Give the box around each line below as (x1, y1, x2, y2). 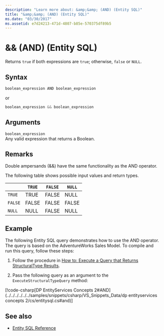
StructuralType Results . (12, 263, 60, 269)
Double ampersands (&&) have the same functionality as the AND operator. (5, 163, 158, 169)
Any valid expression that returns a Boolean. (5, 135, 95, 141)
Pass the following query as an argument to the (12, 272, 109, 278)
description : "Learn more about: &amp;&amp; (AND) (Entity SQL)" (5, 7, 142, 12)
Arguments (5, 118, 41, 126)
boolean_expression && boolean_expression (5, 104, 94, 109)
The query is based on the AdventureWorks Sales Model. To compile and (5, 243, 154, 249)
